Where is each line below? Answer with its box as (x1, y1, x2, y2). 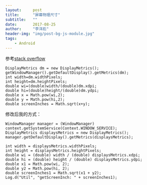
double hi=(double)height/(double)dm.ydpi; (5, 88, 100, 93)
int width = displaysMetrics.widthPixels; (5, 144, 97, 149)
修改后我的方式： (5, 111, 41, 117)
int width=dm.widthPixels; (5, 75, 63, 80)
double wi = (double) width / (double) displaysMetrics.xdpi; (5, 152, 140, 157)
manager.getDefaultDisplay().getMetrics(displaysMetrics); (5, 134, 134, 140)
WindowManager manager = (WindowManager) (5, 121, 95, 126)
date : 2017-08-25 (5, 21, 56, 27)
